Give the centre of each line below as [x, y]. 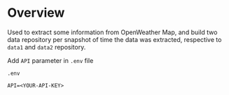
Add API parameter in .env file [50, 60]
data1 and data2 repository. [47, 47]
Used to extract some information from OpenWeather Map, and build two [112, 32]
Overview [36, 13]
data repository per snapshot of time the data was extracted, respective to [114, 39]
